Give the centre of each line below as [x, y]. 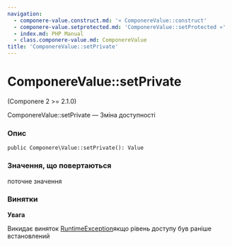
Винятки [23, 199]
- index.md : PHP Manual [48, 34]
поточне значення [35, 181]
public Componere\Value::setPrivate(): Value [75, 148]
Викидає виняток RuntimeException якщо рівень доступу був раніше [110, 228]
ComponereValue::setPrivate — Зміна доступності [81, 115]
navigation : [25, 14]
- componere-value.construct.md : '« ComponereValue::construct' [110, 20]
